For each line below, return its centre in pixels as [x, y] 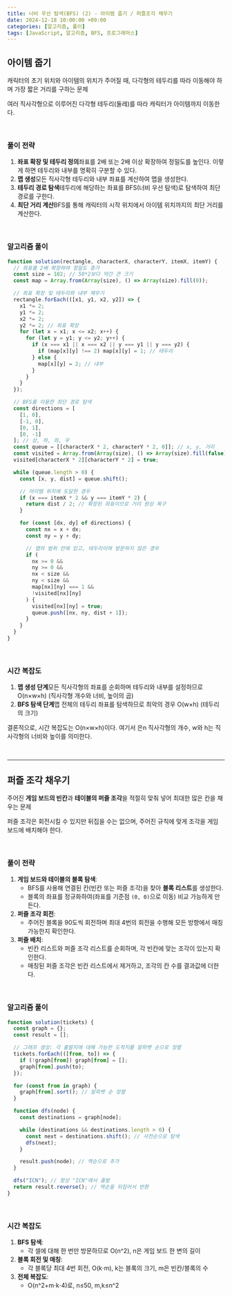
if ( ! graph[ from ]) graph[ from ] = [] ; [74, 1060]
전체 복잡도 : [33, 1277]
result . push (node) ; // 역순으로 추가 [69, 1162]
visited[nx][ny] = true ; [68, 606]
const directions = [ [45, 408]
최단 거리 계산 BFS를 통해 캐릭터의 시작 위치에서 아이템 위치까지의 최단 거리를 [120, 205]
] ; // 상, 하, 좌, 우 [42, 441]
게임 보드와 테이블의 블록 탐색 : [57, 879]
